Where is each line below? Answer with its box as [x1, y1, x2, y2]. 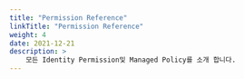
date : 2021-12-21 [9, 38, 75, 48]
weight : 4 [9, 30, 47, 39]
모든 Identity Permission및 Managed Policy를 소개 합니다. [25, 55, 237, 64]
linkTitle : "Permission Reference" [9, 22, 144, 31]
